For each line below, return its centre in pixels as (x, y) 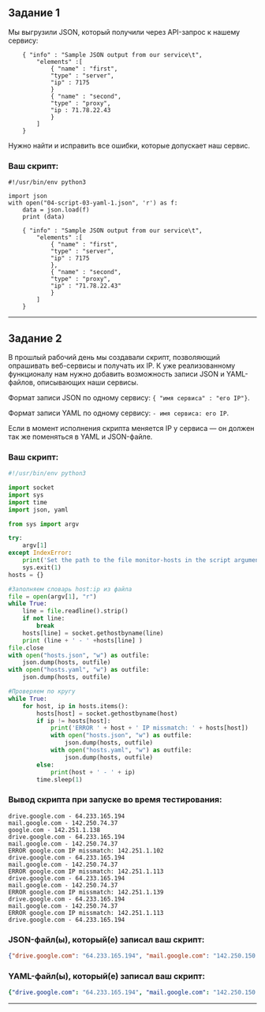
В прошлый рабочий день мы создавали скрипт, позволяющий (114, 357)
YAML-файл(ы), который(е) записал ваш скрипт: (106, 976)
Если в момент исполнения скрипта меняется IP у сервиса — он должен (131, 428)
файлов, (22, 382)
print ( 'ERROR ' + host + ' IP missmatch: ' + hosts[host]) (149, 728)
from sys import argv (44, 524)
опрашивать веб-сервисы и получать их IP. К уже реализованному (122, 365)
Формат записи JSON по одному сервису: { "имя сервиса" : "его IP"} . (129, 397)
